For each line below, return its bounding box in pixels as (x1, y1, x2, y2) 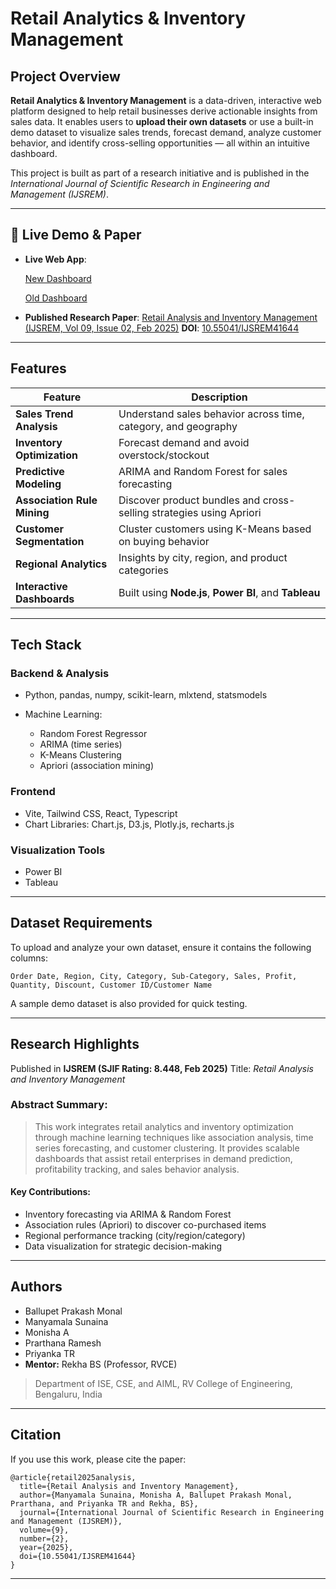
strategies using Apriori (151, 505, 262, 519)
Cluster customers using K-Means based (118, 522, 312, 536)
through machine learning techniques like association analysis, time (34, 1131, 314, 1143)
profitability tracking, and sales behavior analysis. (34, 1163, 240, 1175)
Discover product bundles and (118, 493, 261, 507)
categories (118, 563, 169, 577)
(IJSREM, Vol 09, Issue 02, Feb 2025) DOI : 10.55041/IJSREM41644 (24, 322, 300, 334)
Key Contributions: (10, 1186, 91, 1198)
